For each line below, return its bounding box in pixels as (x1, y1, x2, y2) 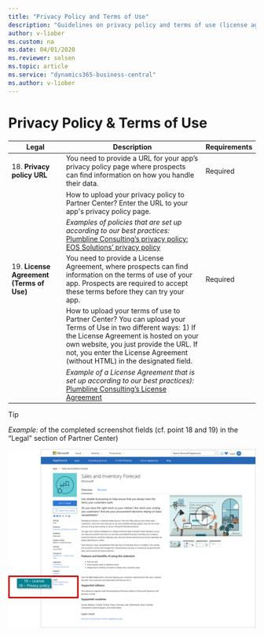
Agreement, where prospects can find (65, 262, 189, 272)
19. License (11, 262, 51, 272)
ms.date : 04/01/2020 (8, 46, 76, 54)
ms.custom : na (8, 38, 55, 46)
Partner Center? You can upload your (65, 315, 186, 324)
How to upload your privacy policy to (65, 190, 185, 199)
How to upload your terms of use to (65, 306, 181, 316)
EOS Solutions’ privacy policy (65, 242, 161, 252)
